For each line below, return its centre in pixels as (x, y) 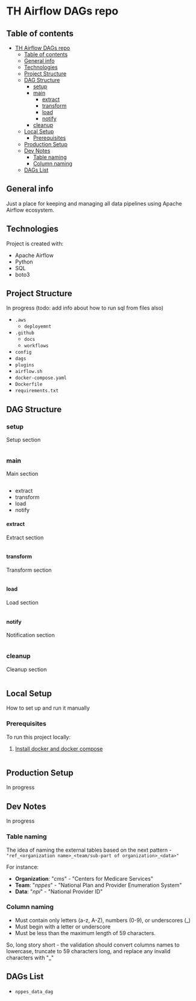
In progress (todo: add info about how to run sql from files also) (85, 308)
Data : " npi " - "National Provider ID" (59, 891)
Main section (22, 474)
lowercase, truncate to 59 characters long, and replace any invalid (88, 951)
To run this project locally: (39, 737)
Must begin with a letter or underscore (63, 927)
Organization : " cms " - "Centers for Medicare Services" (84, 878)
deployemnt (38, 327)
